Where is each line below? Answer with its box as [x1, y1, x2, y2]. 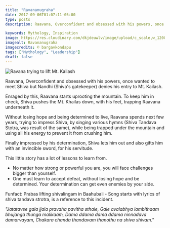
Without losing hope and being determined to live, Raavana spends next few [5, 113, 164, 120]
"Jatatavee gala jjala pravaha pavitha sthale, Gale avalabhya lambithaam [5, 206, 159, 212]
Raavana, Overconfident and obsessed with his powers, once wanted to [5, 78, 155, 84]
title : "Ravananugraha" [5, 7, 56, 13]
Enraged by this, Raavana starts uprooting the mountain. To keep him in [5, 93, 154, 99]
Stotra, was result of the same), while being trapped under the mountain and [5, 125, 164, 131]
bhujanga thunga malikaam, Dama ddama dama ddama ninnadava [5, 211, 147, 217]
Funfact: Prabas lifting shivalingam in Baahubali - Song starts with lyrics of [5, 191, 160, 197]
